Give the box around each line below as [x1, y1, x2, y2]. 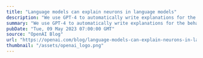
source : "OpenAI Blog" [6, 31, 63, 37]
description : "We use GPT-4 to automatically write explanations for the [6, 14, 196, 21]
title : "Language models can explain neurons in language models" [6, 8, 177, 15]
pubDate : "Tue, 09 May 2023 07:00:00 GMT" [6, 25, 115, 32]
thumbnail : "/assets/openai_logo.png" [6, 43, 104, 49]
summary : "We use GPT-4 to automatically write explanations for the [6, 20, 185, 26]
